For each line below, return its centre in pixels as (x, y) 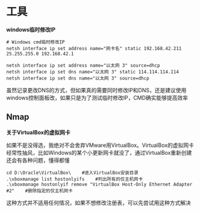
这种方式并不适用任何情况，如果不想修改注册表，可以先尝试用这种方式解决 (98, 202)
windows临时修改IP (31, 30)
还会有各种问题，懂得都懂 (38, 160)
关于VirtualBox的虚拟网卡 (38, 132)
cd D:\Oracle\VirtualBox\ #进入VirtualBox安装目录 (72, 173)
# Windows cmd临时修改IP (36, 42)
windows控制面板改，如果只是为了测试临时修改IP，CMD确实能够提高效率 (97, 98)
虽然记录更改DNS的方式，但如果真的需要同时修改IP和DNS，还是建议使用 (96, 90)
